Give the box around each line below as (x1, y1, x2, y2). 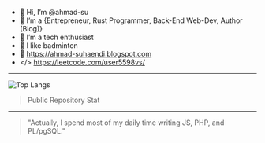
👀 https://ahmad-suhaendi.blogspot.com (19, 49, 152, 58)
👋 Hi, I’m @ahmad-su (19, 8, 89, 16)
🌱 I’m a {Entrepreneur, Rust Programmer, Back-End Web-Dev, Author (19, 16, 243, 25)
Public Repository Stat (27, 95, 100, 104)
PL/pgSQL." (27, 126, 65, 135)
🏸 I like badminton (19, 41, 79, 50)
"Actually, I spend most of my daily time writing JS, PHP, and (27, 118, 225, 127)
